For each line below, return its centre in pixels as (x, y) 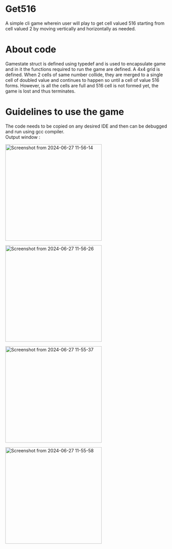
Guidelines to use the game (65, 112)
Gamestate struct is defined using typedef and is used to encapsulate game (85, 64)
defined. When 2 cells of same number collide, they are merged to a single (84, 75)
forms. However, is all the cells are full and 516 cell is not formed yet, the (82, 85)
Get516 (21, 9)
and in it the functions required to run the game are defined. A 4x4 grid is (83, 69)
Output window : (23, 137)
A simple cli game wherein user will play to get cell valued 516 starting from (85, 23)
